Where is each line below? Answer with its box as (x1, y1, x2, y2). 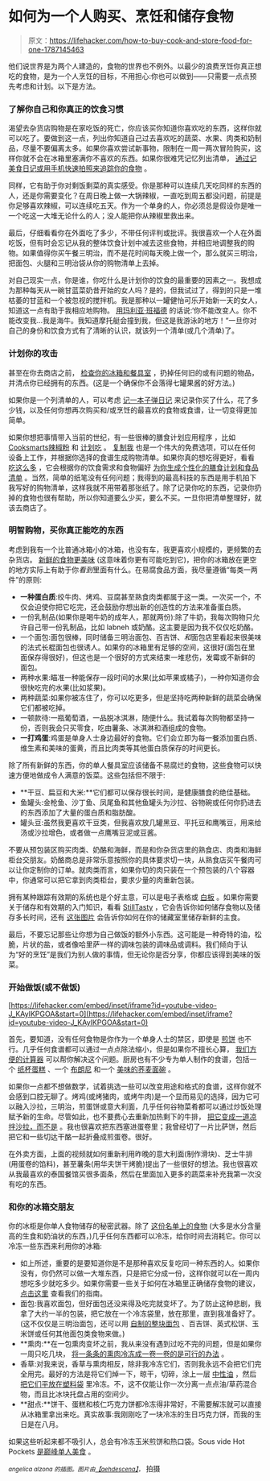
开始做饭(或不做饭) (8, 981, 81, 993)
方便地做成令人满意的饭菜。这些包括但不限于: (14, 770, 166, 780)
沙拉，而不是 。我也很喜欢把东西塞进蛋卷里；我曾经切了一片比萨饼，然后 (14, 1122, 257, 1132)
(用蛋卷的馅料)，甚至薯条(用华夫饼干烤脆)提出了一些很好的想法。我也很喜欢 (8, 1159, 259, 1169)
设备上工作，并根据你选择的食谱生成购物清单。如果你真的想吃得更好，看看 (8, 452, 255, 462)
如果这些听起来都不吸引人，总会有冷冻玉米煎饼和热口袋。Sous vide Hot (8, 1437, 245, 1446)
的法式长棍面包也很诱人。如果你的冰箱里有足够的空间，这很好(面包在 (19, 642, 248, 652)
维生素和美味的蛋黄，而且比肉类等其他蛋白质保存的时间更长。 (19, 743, 225, 753)
